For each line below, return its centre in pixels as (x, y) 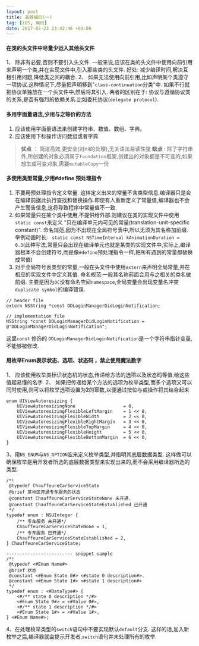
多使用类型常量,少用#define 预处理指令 (54, 178)
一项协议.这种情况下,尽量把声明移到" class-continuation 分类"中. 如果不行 (95, 84)
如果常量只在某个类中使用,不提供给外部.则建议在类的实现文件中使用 (97, 215)
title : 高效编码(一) (29, 17)
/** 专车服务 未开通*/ (42, 522)
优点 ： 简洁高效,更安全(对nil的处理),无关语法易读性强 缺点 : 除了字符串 (107, 149)
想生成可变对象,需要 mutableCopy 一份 (65, 164)
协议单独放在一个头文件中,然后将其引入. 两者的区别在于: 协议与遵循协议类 (101, 92)
